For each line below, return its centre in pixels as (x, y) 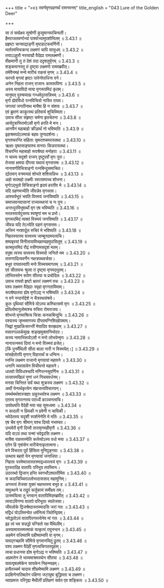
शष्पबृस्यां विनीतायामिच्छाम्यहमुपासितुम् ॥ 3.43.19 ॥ (46, 242)
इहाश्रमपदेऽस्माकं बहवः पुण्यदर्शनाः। (32, 134)
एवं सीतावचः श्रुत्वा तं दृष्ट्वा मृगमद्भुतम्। (36, 270)
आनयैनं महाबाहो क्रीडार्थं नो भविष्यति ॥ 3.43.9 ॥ (44, 129)
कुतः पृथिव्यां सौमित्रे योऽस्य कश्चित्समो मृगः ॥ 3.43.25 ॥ (50, 304)
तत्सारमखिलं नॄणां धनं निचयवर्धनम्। (33, 377)
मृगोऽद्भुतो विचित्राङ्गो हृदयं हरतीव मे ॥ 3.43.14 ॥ (45, 185)
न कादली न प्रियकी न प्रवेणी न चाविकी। (35, 411)
